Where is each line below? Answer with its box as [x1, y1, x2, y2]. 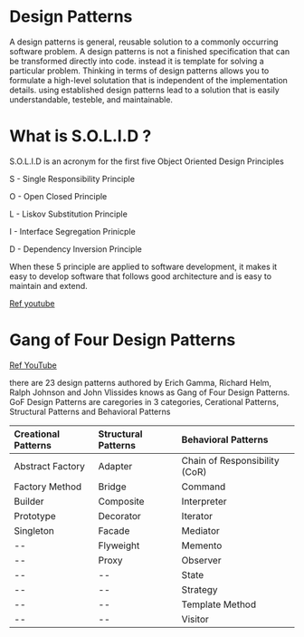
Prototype [14, 509, 56, 522]
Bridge [98, 480, 127, 493]
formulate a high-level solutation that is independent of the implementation [9, 74, 288, 85]
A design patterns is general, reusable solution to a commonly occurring [9, 36, 279, 47]
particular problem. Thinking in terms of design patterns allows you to [9, 65, 270, 76]
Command [181, 480, 226, 493]
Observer [181, 554, 222, 566]
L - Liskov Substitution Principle [9, 208, 128, 219]
